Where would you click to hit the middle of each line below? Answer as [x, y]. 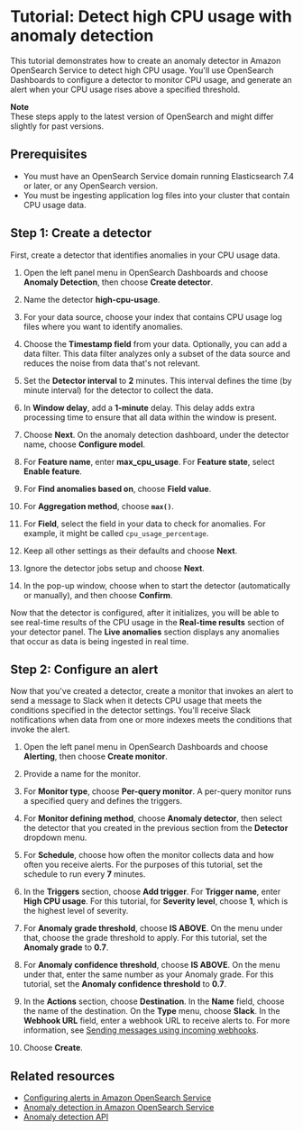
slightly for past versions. [57, 126]
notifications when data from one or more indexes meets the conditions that [151, 720]
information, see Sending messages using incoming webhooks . [141, 1030]
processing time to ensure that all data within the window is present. [150, 417]
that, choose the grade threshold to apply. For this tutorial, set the [145, 938]
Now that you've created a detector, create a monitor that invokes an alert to [152, 691]
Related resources [63, 1076]
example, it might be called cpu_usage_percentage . [116, 533]
